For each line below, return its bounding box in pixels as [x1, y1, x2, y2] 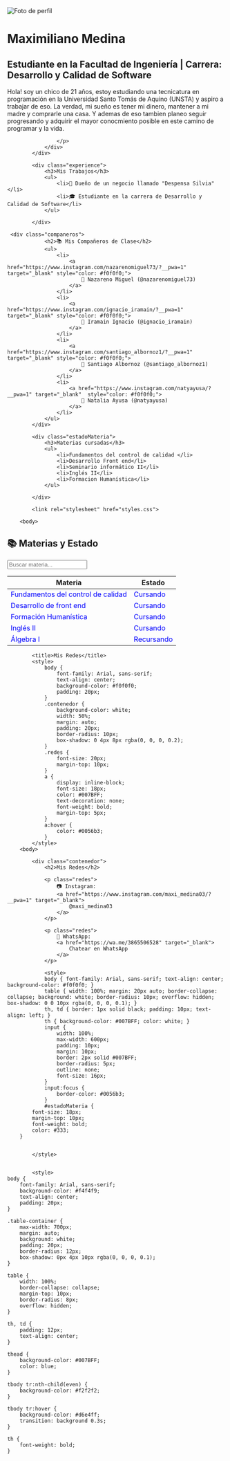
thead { [7, 1350, 30, 1358]
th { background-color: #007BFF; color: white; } [44, 1018, 190, 1024]
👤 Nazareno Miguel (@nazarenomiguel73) [81, 276, 196, 283]
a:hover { [44, 821, 73, 829]
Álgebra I [10, 634, 40, 644]
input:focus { [44, 1084, 85, 1092]
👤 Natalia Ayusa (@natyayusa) [81, 397, 169, 404]
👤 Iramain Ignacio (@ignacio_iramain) [81, 318, 193, 325]
